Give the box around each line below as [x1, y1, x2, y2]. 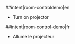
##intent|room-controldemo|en [5, 5, 70, 10]
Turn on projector [12, 14, 49, 20]
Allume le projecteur [12, 34, 55, 39]
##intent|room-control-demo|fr [5, 24, 70, 30]
